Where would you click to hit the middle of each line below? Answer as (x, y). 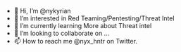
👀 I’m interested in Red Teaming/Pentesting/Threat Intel (94, 18)
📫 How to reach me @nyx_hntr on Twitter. (75, 41)
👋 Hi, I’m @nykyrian (43, 11)
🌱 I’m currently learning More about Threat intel (83, 26)
